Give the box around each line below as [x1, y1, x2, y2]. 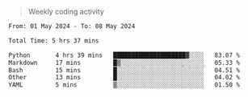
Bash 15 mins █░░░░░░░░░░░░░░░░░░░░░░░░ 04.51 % [8, 66, 241, 75]
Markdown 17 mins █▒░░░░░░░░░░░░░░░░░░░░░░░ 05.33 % [8, 59, 241, 67]
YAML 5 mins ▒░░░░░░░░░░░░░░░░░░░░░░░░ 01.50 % [8, 81, 241, 89]
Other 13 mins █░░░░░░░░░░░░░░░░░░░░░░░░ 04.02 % [8, 74, 241, 82]
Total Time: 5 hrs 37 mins [8, 36, 99, 45]
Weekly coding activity [27, 7, 105, 16]
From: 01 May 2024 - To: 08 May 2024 [8, 22, 136, 30]
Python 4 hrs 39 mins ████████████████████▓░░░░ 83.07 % [8, 51, 241, 59]
